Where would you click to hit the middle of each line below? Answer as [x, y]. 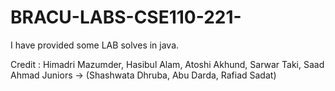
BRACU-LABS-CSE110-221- [126, 17]
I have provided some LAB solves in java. [95, 45]
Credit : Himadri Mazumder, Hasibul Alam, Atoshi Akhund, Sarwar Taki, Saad [167, 64]
